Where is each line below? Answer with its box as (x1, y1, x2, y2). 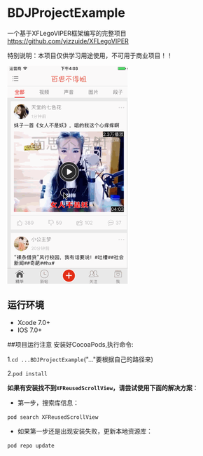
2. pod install (7, 369, 48, 378)
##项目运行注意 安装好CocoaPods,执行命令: (7, 340, 134, 348)
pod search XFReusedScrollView (7, 413, 99, 421)
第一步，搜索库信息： (17, 398, 79, 407)
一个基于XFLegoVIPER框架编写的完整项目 (7, 29, 127, 37)
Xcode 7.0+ (17, 318, 50, 326)
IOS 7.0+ (17, 326, 43, 334)
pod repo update (7, 442, 55, 449)
